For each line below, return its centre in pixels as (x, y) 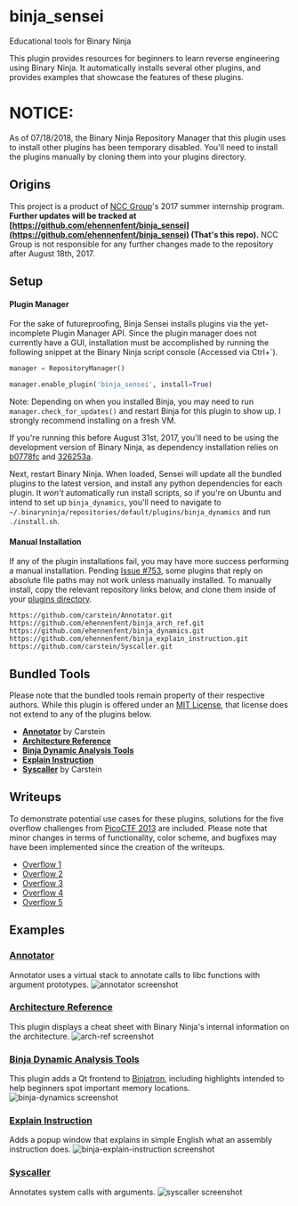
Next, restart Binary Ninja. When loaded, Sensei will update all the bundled (145, 474)
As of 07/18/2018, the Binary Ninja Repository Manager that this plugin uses (148, 138)
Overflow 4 (43, 893)
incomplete (30, 333)
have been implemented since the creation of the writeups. (117, 846)
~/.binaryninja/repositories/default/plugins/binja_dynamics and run (140, 512)
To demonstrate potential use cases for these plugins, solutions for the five (147, 818)
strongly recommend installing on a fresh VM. (93, 421)
